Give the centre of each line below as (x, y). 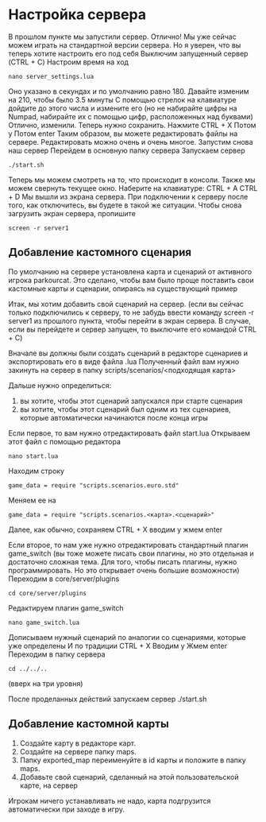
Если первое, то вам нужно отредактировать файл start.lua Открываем (129, 433)
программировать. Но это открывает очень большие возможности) (124, 570)
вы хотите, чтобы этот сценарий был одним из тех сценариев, (125, 409)
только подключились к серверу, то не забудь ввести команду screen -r (131, 312)
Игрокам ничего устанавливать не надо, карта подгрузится (110, 801)
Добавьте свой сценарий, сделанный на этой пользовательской (129, 777)
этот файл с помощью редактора (65, 441)
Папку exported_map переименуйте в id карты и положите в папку (133, 760)
